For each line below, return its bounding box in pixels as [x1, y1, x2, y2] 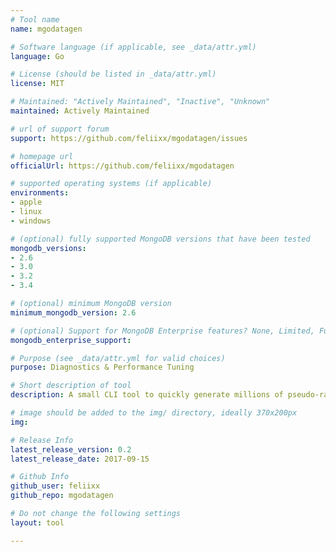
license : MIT [10, 79, 65, 89]
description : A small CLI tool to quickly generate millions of [10, 390, 284, 400]
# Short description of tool [10, 381, 132, 391]
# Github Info [10, 472, 70, 482]
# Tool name [10, 14, 60, 25]
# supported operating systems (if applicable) [10, 179, 213, 189]
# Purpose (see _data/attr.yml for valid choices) [10, 353, 226, 363]
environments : [10, 188, 70, 198]
